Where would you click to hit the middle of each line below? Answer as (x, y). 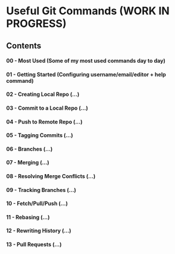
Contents (24, 46)
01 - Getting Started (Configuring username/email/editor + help (86, 74)
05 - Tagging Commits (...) (40, 135)
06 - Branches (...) (29, 149)
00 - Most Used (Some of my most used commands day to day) (86, 61)
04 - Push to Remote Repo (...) (44, 122)
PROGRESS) (36, 24)
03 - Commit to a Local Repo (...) (47, 108)
